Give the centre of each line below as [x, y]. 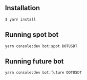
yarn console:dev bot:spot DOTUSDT [41, 46]
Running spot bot [32, 35]
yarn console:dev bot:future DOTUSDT [43, 73]
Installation [22, 8]
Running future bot [34, 61]
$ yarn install [21, 19]
